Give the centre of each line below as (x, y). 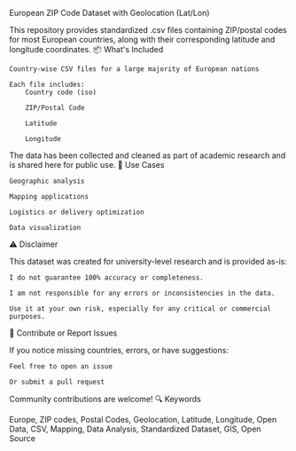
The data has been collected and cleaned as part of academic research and (148, 155)
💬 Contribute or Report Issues (63, 333)
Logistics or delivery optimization (77, 212)
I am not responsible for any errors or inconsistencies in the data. (142, 293)
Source (22, 438)
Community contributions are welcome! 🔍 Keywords (105, 399)
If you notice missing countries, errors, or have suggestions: (119, 350)
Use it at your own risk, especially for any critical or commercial (140, 309)
